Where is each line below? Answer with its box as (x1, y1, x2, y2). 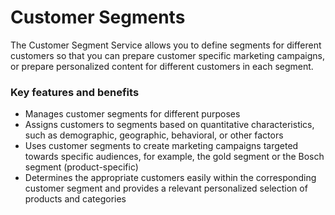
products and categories (24, 193, 127, 205)
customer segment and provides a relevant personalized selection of (24, 182, 308, 195)
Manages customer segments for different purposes (24, 108, 241, 120)
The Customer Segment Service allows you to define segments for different (10, 39, 322, 51)
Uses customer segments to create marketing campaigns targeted (24, 140, 299, 152)
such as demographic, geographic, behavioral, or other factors (24, 129, 284, 141)
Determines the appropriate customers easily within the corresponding (24, 172, 317, 184)
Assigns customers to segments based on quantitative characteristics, (24, 119, 315, 131)
